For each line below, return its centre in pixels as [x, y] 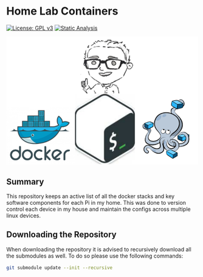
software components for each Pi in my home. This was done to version [96, 202]
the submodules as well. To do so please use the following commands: [95, 256]
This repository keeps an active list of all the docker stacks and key [91, 196]
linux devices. [24, 215]
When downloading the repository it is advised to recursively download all [99, 249]
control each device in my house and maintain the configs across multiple [98, 209]
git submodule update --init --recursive [60, 268]
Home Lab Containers [62, 11]
